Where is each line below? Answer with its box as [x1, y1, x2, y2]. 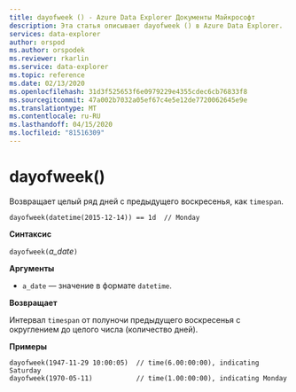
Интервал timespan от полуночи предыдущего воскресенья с [9, 314, 241, 325]
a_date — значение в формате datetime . [21, 280, 173, 291]
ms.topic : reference [9, 71, 86, 80]
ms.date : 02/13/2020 [9, 79, 86, 88]
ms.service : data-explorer [9, 63, 109, 72]
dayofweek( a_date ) [9, 246, 78, 256]
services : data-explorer [9, 29, 101, 38]
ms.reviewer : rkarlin [9, 54, 90, 63]
